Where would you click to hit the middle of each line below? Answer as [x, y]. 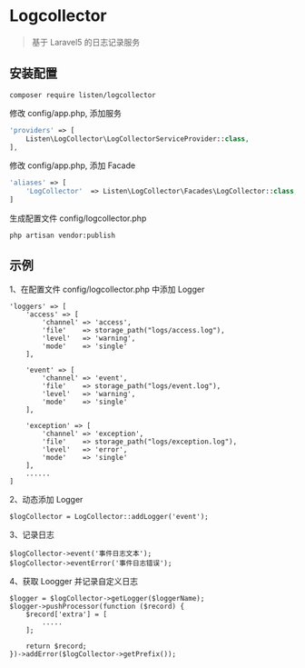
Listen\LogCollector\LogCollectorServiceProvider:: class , [138, 139]
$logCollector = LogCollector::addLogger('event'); [109, 516]
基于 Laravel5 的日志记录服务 [86, 42]
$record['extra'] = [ [66, 614]
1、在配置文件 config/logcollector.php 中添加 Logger [107, 289]
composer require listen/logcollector [83, 95]
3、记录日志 [32, 534]
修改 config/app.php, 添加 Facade [73, 165]
